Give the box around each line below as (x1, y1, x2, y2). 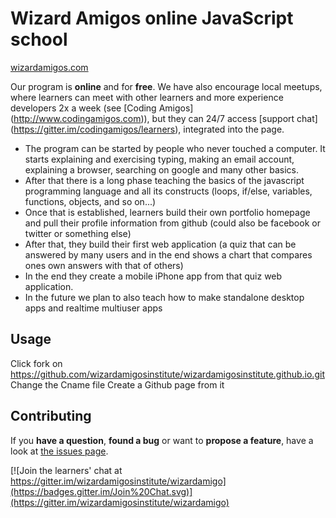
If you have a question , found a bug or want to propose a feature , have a (10, 434, 314, 446)
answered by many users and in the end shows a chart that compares (24, 248, 313, 261)
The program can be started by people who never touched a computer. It (24, 142, 326, 154)
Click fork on (10, 357, 63, 369)
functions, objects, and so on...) (24, 195, 157, 207)
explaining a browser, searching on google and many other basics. (24, 163, 300, 176)
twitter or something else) (24, 227, 132, 239)
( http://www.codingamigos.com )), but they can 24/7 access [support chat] (10, 112, 318, 124)
